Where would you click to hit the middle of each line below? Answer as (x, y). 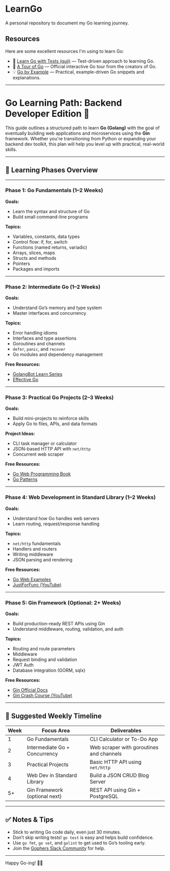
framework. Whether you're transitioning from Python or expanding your (81, 138)
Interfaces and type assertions (45, 338)
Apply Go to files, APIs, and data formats (55, 424)
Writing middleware (33, 554)
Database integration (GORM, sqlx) (49, 670)
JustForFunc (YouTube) (37, 585)
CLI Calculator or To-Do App (124, 739)
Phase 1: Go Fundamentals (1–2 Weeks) (54, 190)
